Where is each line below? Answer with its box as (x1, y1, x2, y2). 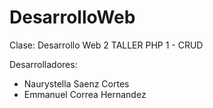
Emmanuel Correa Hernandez (23, 88, 147, 100)
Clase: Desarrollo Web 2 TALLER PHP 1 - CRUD (9, 39, 204, 51)
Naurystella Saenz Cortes (23, 77, 130, 90)
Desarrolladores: (9, 58, 78, 70)
